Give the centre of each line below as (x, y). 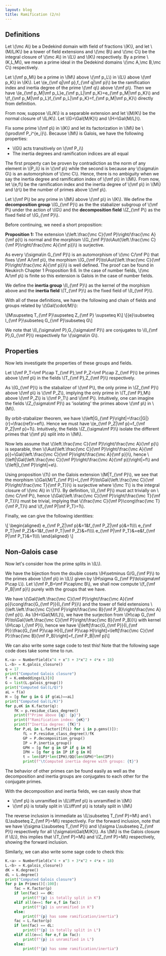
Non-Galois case (31, 552)
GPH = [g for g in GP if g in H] (57, 748)
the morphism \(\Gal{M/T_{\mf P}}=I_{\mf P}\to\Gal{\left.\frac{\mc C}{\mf (80, 480)
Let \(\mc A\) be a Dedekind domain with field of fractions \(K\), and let (77, 46)
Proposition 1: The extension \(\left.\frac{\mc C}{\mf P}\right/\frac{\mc (78, 235)
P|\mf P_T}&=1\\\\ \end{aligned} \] (39, 536)
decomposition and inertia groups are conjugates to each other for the (77, 777)
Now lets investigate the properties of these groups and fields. (69, 363)
